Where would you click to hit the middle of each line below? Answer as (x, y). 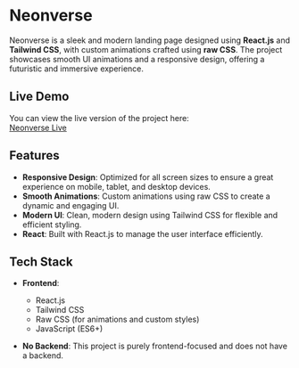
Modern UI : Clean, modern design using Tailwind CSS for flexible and (150, 215)
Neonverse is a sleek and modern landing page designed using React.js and (150, 40)
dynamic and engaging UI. (71, 205)
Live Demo (39, 97)
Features (34, 155)
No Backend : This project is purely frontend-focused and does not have (155, 346)
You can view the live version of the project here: (99, 118)
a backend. (43, 356)
